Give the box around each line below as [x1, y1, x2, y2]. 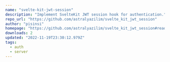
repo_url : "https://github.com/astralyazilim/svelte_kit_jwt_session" [5, 16, 157, 21]
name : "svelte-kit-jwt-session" [5, 7, 73, 12]
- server [10, 49, 28, 54]
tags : [5, 40, 17, 45]
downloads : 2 [5, 30, 33, 35]
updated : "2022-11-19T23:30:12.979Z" [5, 35, 85, 40]
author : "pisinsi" [5, 21, 44, 26]
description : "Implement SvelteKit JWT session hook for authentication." [5, 12, 166, 17]
